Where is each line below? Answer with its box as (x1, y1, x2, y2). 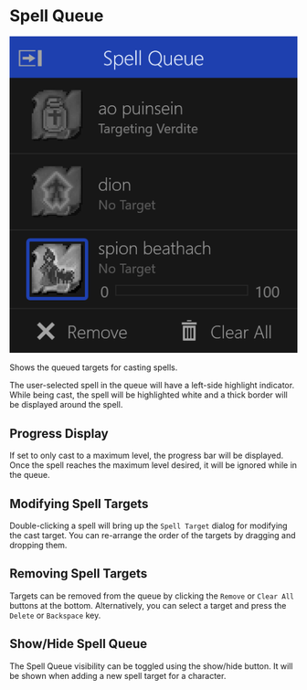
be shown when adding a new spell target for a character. (9, 670, 227, 681)
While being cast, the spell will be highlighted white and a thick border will (9, 389, 288, 400)
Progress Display (9, 426, 109, 441)
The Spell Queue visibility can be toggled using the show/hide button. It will (9, 660, 293, 672)
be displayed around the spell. (9, 399, 123, 410)
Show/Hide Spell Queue (9, 636, 148, 652)
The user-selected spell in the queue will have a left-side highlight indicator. (9, 380, 295, 391)
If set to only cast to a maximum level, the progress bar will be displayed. (9, 450, 284, 462)
